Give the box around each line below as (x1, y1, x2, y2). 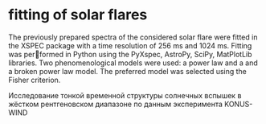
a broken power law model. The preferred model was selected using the (8, 66, 248, 76)
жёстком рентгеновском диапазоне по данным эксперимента (8, 99, 223, 109)
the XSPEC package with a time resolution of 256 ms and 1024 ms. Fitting (8, 40, 252, 50)
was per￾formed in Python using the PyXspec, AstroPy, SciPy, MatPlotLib (8, 49, 252, 59)
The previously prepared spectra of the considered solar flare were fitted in (8, 32, 258, 42)
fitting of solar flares (8, 6, 148, 24)
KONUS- (223, 99, 253, 109)
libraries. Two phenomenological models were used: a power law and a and (8, 58, 259, 68)
